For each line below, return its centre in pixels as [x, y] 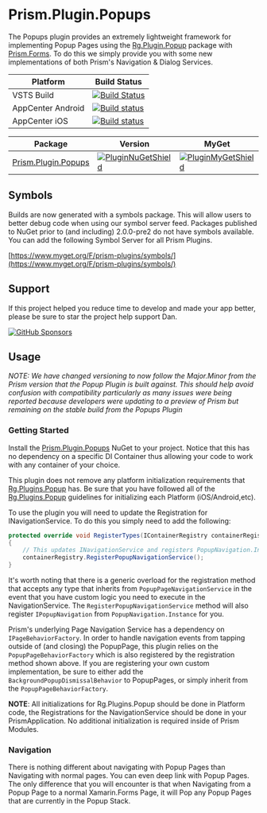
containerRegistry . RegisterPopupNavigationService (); [113, 558]
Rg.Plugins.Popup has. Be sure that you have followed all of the [112, 488]
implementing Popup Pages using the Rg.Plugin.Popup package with [120, 45]
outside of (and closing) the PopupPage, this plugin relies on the [113, 647]
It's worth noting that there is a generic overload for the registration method [132, 580]
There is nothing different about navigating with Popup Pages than [117, 767]
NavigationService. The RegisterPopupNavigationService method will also [128, 605]
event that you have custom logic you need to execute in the [107, 597]
